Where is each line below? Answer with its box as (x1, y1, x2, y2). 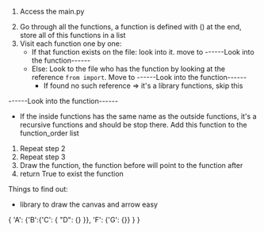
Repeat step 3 (19, 152, 66, 162)
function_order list (19, 128, 79, 138)
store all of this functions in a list (19, 31, 126, 40)
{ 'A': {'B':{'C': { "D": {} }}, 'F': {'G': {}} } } (8, 215, 140, 224)
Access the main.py (19, 7, 85, 16)
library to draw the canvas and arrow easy (19, 200, 159, 209)
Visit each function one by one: (19, 39, 122, 48)
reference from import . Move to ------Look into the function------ (31, 73, 247, 82)
